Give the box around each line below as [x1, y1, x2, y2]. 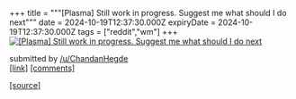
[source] [9, 80, 41, 90]
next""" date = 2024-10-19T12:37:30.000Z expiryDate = [9, 17, 216, 28]
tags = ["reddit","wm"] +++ [77, 27, 178, 37]
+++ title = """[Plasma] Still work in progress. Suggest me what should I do [9, 8, 287, 18]
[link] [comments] [9, 62, 76, 73]
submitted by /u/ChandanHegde [9, 54, 129, 63]
